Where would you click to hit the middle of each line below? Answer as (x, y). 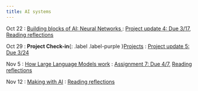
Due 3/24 (18, 52)
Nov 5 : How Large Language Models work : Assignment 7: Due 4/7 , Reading (99, 64)
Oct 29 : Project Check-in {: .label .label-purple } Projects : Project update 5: (98, 46)
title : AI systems (29, 12)
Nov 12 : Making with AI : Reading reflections (61, 82)
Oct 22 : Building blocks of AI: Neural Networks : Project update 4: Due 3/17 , (98, 28)
